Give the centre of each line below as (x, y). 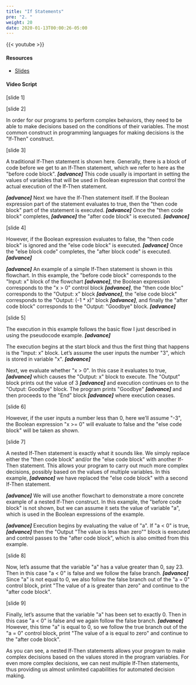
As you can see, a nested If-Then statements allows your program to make (96, 650)
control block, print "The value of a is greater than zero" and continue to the (97, 585)
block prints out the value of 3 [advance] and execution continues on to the (97, 383)
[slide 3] (16, 150)
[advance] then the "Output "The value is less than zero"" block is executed (98, 532)
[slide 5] (16, 317)
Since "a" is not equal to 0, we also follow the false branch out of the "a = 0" (98, 579)
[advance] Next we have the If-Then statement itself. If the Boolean (88, 197)
